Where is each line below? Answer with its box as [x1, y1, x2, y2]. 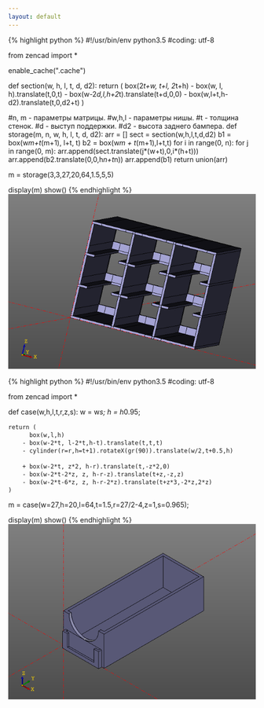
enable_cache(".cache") [8, 65, 86, 75]
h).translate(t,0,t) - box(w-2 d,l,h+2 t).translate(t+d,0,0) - [8, 89, 187, 98]
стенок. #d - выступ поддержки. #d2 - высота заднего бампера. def [8, 121, 237, 130]
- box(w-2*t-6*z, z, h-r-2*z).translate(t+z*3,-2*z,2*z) [22, 479, 213, 486]
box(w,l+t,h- [188, 89, 229, 98]
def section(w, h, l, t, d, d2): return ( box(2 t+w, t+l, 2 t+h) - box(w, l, [8, 81, 224, 90]
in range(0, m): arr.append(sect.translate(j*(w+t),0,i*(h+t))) [8, 146, 199, 156]
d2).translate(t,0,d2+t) [8, 97, 80, 107]
